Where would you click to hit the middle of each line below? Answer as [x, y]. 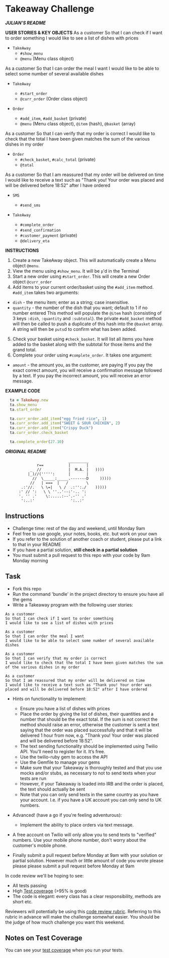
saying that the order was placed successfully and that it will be [86, 730]
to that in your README [37, 544]
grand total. [24, 350]
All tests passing [29, 885]
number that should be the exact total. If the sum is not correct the [89, 719]
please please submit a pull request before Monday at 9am [73, 866]
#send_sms [30, 205]
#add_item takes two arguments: [46, 292]
